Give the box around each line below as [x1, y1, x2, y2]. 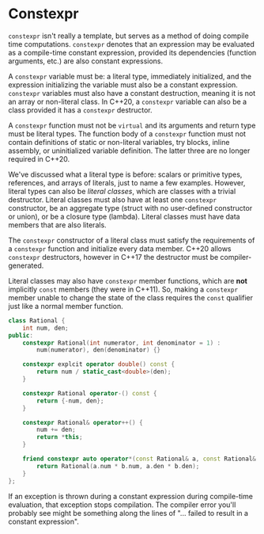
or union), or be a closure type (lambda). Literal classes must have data [8, 212, 240, 221]
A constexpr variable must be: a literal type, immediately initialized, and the [8, 71, 251, 81]
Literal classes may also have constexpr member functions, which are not [8, 276, 247, 285]
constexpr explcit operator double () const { [22, 360, 175, 368]
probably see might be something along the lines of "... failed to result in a [8, 508, 249, 517]
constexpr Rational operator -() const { [22, 389, 157, 397]
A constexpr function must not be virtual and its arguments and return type [8, 120, 256, 130]
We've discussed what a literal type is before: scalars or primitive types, [8, 170, 243, 179]
